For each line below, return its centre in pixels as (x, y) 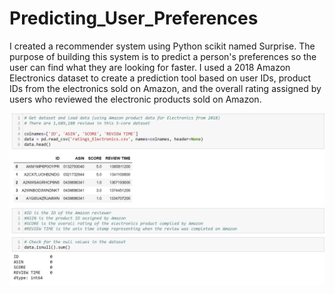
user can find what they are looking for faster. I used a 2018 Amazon (150, 67)
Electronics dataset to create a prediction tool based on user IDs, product (160, 78)
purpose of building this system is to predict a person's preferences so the (163, 56)
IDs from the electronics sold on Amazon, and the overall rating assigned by (165, 88)
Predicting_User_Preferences (134, 18)
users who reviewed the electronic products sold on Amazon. (135, 99)
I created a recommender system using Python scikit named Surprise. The (162, 46)
